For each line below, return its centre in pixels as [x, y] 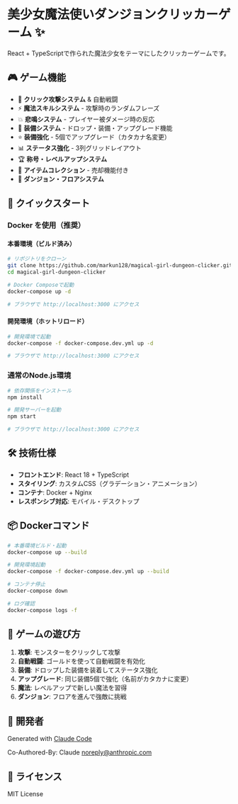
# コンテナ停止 [27, 584]
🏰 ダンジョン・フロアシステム [61, 179]
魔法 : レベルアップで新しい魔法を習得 [72, 688]
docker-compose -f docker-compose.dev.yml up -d [80, 343]
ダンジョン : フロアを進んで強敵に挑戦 [72, 697]
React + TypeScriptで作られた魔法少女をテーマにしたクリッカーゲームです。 [119, 53]
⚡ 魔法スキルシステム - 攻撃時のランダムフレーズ [89, 108]
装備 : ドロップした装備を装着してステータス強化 [87, 670]
